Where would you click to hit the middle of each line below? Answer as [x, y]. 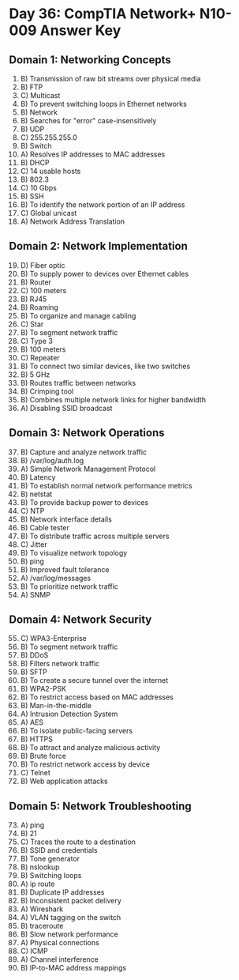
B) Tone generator [50, 859]
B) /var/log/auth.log [52, 460]
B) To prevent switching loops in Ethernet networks [104, 104]
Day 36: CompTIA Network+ [103, 14]
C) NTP [32, 511]
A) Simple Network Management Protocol [88, 469]
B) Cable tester [45, 527]
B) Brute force [43, 756]
